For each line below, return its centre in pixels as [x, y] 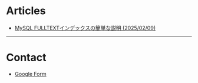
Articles [26, 11]
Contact [26, 58]
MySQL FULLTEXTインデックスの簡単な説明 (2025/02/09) [85, 28]
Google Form [30, 74]
